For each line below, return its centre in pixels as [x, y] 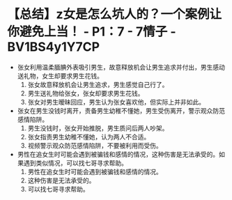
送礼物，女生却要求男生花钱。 [60, 76]
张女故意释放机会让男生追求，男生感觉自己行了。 [98, 84]
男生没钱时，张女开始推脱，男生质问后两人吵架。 [98, 128]
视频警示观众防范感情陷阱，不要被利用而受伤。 [95, 145]
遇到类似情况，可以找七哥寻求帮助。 [75, 163]
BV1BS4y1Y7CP [53, 47]
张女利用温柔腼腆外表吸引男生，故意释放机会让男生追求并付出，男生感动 [121, 67]
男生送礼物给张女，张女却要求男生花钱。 [86, 93]
